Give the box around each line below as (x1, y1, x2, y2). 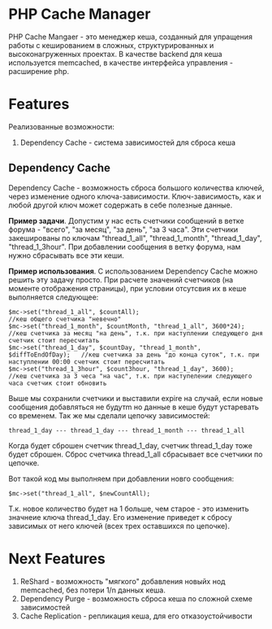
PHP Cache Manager (8, 5, 151, 24)
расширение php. (8, 66, 70, 76)
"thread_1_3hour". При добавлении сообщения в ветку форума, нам (8, 242, 241, 251)
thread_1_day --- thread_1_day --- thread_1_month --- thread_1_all (8, 426, 245, 435)
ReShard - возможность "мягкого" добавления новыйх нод (19, 576, 226, 586)
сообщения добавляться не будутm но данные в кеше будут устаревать (8, 402, 260, 412)
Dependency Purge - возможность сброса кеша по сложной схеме (19, 593, 253, 603)
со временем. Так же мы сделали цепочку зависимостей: (8, 410, 210, 420)
